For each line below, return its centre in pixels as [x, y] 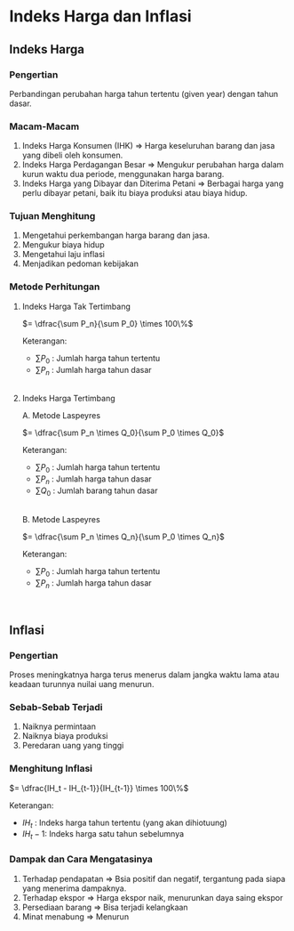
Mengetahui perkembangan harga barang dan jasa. [116, 235]
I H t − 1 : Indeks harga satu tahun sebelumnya [103, 835]
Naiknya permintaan [59, 726]
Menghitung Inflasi [51, 769]
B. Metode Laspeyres [61, 519]
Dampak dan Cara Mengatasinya [81, 859]
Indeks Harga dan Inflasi [101, 16]
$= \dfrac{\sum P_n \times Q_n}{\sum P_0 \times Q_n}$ [123, 537]
